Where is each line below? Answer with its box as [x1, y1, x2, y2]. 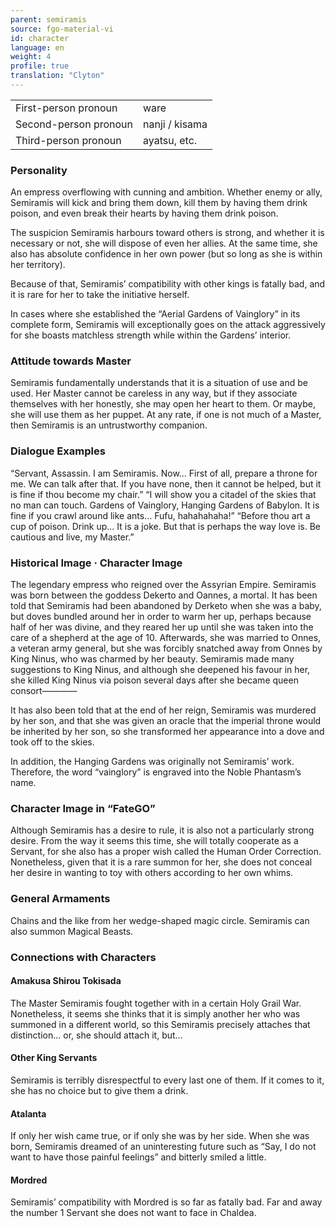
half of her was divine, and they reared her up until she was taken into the [10, 621, 314, 633]
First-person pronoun [15, 101, 118, 115]
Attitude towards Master [10, 354, 132, 368]
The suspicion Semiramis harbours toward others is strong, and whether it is [10, 227, 325, 239]
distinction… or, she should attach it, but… [10, 1029, 183, 1041]
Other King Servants [10, 1052, 98, 1064]
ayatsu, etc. [143, 133, 198, 147]
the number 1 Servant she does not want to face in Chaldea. [10, 1207, 257, 1219]
